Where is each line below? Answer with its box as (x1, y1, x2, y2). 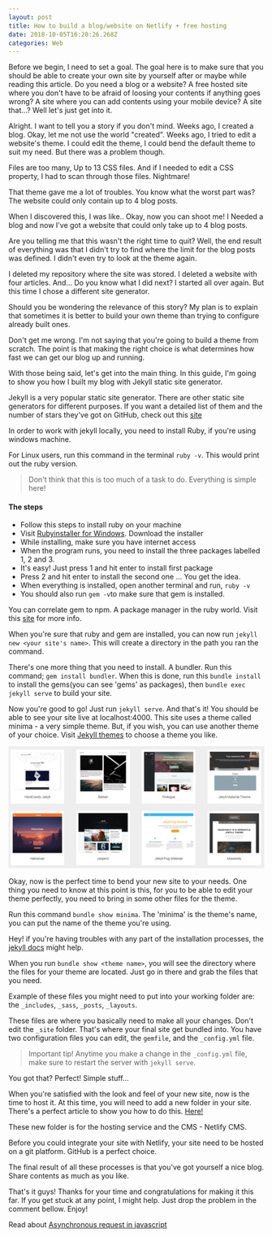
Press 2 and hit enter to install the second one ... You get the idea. (19, 572, 241, 582)
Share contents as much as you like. (8, 1170, 130, 1180)
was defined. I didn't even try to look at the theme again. (8, 253, 197, 264)
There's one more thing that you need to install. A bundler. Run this (8, 662, 232, 672)
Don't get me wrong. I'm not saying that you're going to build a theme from (8, 335, 259, 345)
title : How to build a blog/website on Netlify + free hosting (8, 21, 227, 30)
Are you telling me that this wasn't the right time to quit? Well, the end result (8, 236, 262, 246)
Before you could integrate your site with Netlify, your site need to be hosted (8, 1138, 264, 1147)
